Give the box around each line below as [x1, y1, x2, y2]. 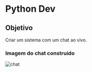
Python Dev [5, 3, 56, 15]
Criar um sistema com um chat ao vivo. [5, 37, 87, 43]
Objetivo [5, 23, 33, 32]
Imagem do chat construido [5, 50, 75, 57]
